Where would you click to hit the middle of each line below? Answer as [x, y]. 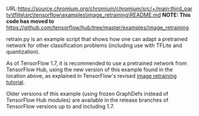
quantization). [23, 52]
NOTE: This [177, 15]
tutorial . [15, 82]
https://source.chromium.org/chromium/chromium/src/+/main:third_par [105, 9]
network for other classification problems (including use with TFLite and [94, 45]
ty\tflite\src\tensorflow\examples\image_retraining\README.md [84, 15]
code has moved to [30, 21]
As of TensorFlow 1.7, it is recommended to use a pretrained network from [97, 63]
